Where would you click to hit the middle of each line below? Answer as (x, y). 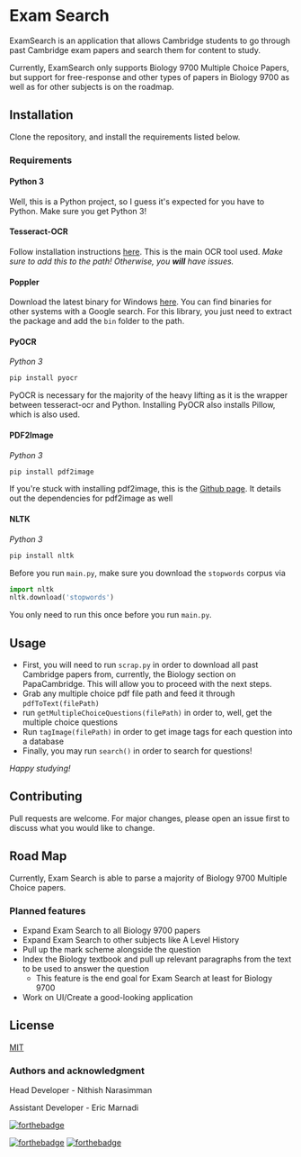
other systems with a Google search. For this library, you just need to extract (150, 312)
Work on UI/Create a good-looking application (107, 997)
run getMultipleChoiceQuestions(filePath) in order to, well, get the (147, 713)
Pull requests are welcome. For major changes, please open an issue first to (150, 818)
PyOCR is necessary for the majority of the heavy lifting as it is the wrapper (149, 395)
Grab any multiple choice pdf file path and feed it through (128, 693)
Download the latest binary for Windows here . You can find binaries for (141, 302)
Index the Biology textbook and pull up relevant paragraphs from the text (157, 959)
